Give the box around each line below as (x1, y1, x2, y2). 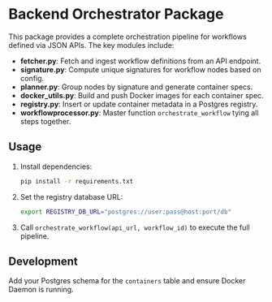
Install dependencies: (19, 162, 93, 171)
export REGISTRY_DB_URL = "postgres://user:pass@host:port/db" (19, 208, 232, 216)
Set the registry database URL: (19, 192, 123, 201)
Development (8, 254, 79, 268)
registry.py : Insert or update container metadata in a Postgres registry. (19, 99, 258, 109)
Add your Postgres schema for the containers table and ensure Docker (8, 276, 246, 286)
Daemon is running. (8, 285, 75, 295)
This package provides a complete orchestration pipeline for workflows (8, 32, 248, 41)
